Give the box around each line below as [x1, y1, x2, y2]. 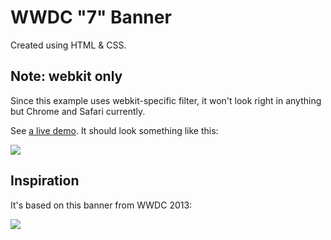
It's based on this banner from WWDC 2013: [10, 199, 193, 211]
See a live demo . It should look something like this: [10, 124, 219, 136]
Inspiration [10, 172, 80, 190]
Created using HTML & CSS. [10, 39, 127, 51]
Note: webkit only [10, 68, 123, 85]
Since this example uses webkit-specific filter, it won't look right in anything [10, 94, 322, 106]
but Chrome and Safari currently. [10, 105, 146, 117]
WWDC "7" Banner [10, 6, 172, 29]
